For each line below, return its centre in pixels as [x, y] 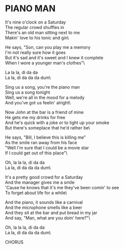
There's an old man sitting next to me [42, 32]
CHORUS [14, 242]
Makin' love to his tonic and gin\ [37, 38]
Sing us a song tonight [28, 92]
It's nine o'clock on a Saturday [35, 22]
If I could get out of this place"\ [36, 153]
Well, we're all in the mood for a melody [45, 97]
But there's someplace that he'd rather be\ [48, 127]
